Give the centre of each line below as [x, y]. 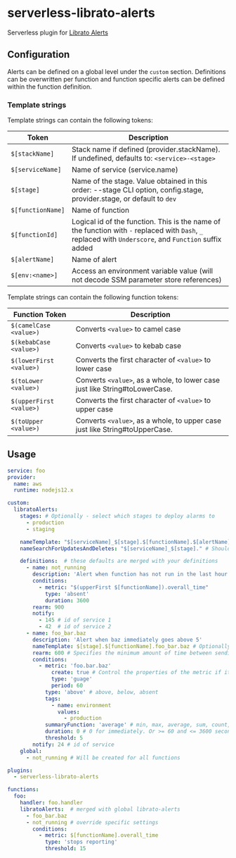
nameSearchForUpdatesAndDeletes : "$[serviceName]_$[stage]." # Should [125, 548]
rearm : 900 [48, 607]
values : [68, 712]
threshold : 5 [64, 738]
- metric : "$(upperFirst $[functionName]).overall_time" [124, 587]
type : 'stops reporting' [81, 842]
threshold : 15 [65, 849]
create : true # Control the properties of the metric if [136, 673]
